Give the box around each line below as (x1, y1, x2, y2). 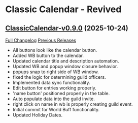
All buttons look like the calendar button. (12, 47, 97, 53)
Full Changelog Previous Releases (5, 37, 77, 43)
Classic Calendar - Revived (5, 4, 122, 15)
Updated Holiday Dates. (12, 112, 62, 118)
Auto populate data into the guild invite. (12, 96, 95, 102)
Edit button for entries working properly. (12, 85, 96, 91)
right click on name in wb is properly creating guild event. (12, 101, 133, 107)
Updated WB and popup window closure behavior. (12, 64, 118, 69)
